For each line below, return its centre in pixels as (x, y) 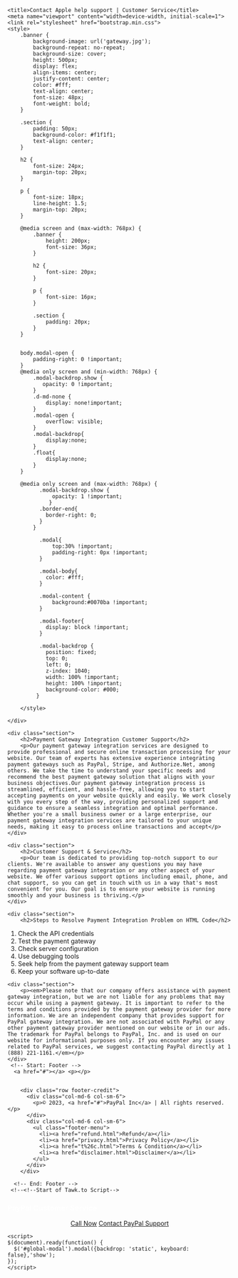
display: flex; (56, 66)
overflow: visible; (74, 422)
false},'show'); (31, 1255)
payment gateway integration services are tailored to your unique (110, 821)
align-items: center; (65, 73)
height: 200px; (68, 241)
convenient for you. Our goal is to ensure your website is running (111, 889)
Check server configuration (58, 949)
